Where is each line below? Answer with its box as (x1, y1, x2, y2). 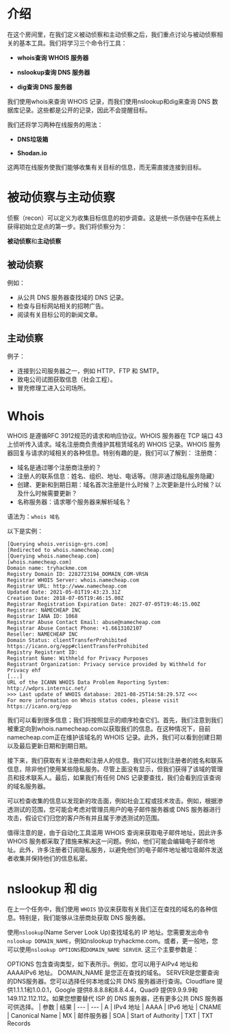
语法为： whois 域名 (7, 513, 60, 521)
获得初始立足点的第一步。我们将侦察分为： (7, 222, 127, 230)
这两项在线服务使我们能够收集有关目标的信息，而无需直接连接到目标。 (7, 163, 205, 171)
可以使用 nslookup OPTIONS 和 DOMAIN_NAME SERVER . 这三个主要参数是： (7, 946, 199, 954)
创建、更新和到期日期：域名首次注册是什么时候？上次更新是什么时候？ (16, 480, 216, 489)
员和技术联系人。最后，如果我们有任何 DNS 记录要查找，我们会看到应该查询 (7, 774, 221, 782)
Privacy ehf (7, 667, 41, 674)
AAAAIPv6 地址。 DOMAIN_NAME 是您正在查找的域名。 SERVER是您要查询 (7, 968, 220, 977)
